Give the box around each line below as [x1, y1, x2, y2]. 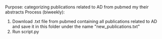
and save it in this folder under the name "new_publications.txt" [12, 24, 140, 29]
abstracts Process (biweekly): [5, 9, 65, 15]
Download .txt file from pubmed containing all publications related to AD [12, 19, 158, 24]
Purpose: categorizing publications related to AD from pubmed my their [5, 4, 149, 10]
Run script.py [12, 29, 39, 34]
